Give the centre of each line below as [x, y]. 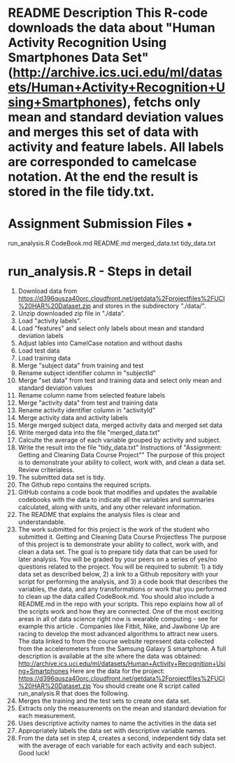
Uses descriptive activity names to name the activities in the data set [117, 723]
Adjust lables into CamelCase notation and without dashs [100, 343]
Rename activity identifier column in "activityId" [87, 410]
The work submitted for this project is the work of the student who [114, 529]
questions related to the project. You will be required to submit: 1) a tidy [121, 567]
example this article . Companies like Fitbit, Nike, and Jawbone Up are [119, 626]
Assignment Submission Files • [100, 224]
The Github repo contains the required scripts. [85, 485]
